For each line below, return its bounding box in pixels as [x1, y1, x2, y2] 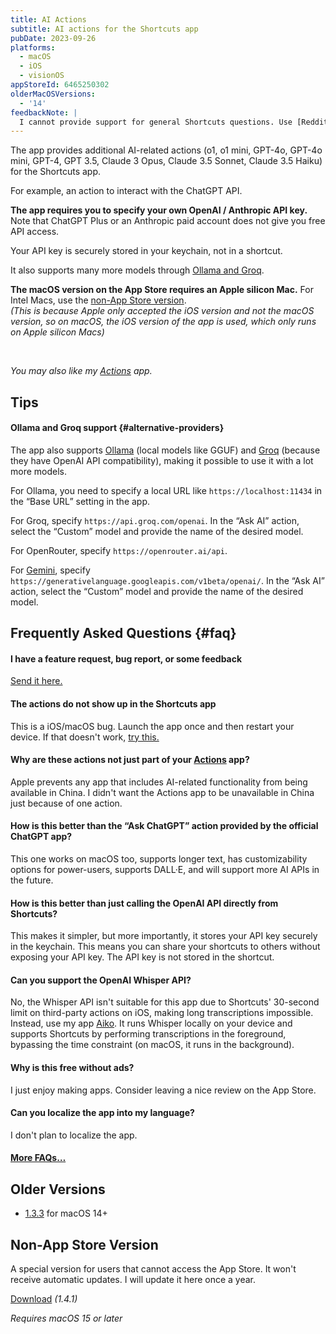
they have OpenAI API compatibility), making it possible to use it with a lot [10, 454, 314, 466]
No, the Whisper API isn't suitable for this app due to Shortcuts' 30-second [10, 996, 320, 1008]
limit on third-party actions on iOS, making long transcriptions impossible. [10, 1007, 314, 1019]
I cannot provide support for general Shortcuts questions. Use [19, 117, 293, 127]
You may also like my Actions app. [10, 365, 153, 377]
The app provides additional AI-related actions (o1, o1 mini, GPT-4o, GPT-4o [10, 144, 323, 156]
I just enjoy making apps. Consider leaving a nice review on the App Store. [10, 1084, 317, 1096]
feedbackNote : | [10, 107, 78, 118]
